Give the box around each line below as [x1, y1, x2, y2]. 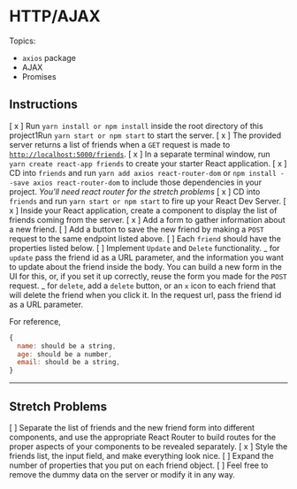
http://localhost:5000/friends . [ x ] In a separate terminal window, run [9, 149, 271, 159]
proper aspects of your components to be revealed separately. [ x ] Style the [9, 440, 288, 452]
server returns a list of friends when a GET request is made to [9, 139, 231, 149]
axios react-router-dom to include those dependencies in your [32, 177, 263, 187]
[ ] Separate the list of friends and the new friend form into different [9, 422, 255, 432]
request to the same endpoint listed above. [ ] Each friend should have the [9, 233, 281, 244]
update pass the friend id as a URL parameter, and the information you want [9, 252, 285, 263]
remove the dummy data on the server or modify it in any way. [9, 469, 236, 479]
